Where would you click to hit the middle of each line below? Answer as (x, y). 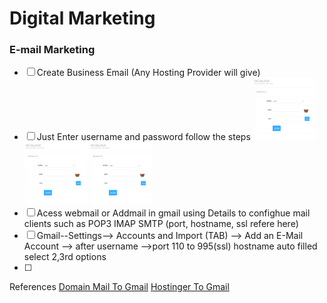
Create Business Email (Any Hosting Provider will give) (148, 73)
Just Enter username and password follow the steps (143, 137)
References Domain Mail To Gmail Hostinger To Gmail (119, 287)
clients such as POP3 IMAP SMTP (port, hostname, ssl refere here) (161, 224)
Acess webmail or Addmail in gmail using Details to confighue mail (173, 213)
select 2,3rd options (65, 257)
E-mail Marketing (52, 50)
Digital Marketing (82, 18)
